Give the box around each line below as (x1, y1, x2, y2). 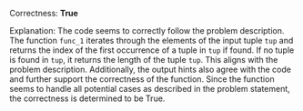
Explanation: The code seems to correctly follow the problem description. (9, 25, 285, 35)
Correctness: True (9, 8, 79, 18)
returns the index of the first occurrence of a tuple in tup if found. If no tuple (9, 45, 295, 55)
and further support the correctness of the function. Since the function (9, 74, 275, 85)
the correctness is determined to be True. (9, 93, 166, 104)
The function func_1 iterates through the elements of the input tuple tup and (9, 35, 294, 45)
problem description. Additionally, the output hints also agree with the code (9, 64, 291, 75)
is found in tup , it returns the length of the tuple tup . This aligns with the (9, 55, 278, 65)
